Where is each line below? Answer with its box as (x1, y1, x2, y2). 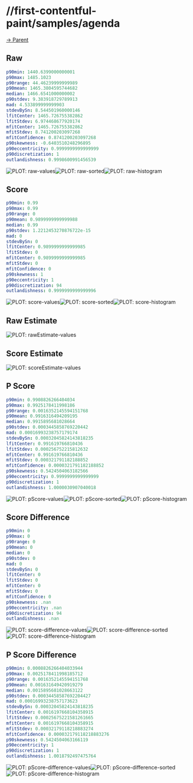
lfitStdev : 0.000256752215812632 (6, 446, 89, 452)
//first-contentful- (6, 4, 97, 18)
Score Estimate (6, 348, 63, 358)
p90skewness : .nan (6, 599, 51, 605)
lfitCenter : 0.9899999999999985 (6, 244, 86, 250)
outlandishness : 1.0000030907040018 (6, 484, 96, 490)
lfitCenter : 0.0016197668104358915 (6, 709, 94, 715)
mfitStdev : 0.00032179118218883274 (6, 726, 94, 732)
